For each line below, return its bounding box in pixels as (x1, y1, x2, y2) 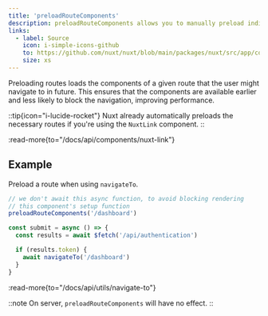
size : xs (22, 57, 52, 65)
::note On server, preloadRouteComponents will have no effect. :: (8, 298, 214, 308)
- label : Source (15, 34, 69, 42)
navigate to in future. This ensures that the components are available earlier (8, 86, 257, 96)
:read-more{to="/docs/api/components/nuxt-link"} (8, 134, 175, 144)
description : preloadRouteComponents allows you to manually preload (8, 19, 245, 27)
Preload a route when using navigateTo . (8, 179, 139, 189)
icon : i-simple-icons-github (22, 42, 120, 50)
